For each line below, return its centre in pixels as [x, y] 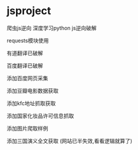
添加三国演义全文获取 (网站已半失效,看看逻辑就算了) [70, 141]
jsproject [29, 11]
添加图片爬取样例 [27, 128]
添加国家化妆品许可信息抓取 [40, 116]
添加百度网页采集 [27, 78]
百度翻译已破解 [25, 66]
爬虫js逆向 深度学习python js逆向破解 [52, 28]
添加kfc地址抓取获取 [31, 103]
